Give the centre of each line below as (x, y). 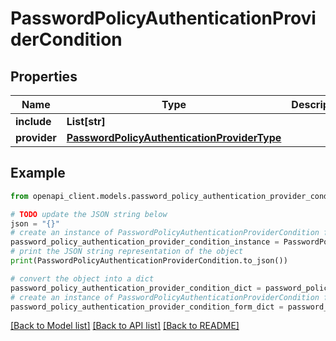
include (33, 121)
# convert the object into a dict (82, 278)
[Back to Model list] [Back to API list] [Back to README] (125, 326)
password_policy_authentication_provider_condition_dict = (136, 288)
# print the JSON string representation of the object (127, 252)
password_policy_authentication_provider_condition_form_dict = (147, 307)
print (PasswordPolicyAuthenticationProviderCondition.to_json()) (149, 261)
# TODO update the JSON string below (89, 214)
